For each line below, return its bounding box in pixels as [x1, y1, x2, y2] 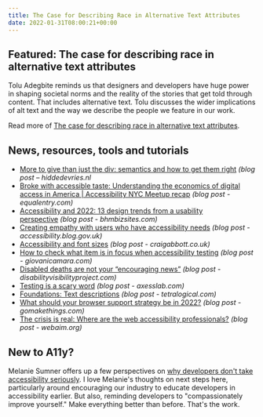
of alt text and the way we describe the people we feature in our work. [8, 106, 236, 115]
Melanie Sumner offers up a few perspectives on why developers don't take [8, 366, 254, 375]
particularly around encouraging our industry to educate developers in [8, 383, 236, 392]
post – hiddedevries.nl [19, 173, 92, 183]
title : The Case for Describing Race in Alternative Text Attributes [8, 11, 241, 20]
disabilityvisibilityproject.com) [19, 273, 117, 282]
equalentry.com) [19, 198, 74, 208]
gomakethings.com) [19, 306, 85, 316]
